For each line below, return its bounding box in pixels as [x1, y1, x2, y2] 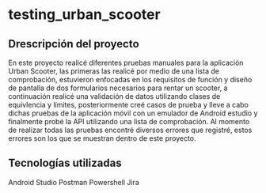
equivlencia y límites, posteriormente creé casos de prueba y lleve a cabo [8, 100, 249, 109]
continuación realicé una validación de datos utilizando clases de [8, 92, 221, 100]
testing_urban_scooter [8, 6, 161, 24]
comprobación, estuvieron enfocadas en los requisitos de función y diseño [8, 75, 253, 84]
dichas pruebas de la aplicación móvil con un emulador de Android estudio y [8, 108, 258, 118]
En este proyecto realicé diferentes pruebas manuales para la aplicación [8, 58, 244, 67]
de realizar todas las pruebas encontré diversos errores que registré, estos [8, 125, 253, 134]
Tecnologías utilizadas [8, 157, 122, 170]
